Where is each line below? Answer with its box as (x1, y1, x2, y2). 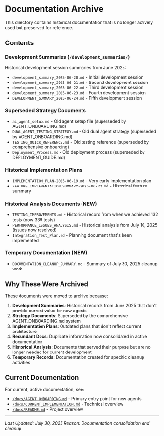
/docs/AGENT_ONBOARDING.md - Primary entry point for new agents (12, 396, 142, 402)
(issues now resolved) (12, 227, 57, 233)
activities (12, 359, 31, 365)
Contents (5, 39, 34, 47)
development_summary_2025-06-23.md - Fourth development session (12, 89, 146, 96)
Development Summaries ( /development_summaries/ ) (5, 54, 130, 61)
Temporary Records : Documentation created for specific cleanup (12, 354, 144, 360)
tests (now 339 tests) (12, 216, 55, 223)
